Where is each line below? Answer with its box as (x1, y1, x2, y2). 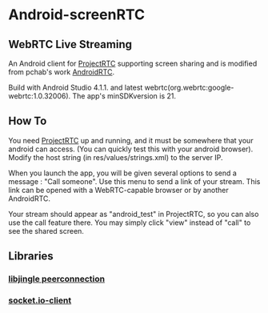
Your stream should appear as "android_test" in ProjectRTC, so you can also (8, 209, 259, 219)
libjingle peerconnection (8, 274, 106, 285)
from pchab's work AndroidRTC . (8, 67, 114, 77)
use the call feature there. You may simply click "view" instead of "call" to (8, 218, 251, 227)
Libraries (8, 250, 54, 263)
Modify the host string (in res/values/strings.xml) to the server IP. (8, 152, 223, 162)
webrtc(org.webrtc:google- (144, 82, 234, 92)
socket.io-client (8, 295, 72, 306)
